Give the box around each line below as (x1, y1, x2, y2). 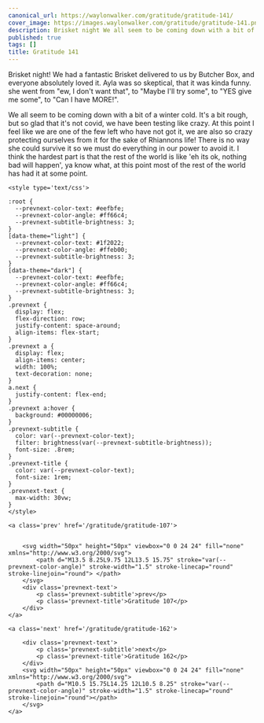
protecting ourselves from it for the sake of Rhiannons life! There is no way (8, 135, 250, 144)
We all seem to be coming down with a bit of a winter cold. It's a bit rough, (8, 110, 248, 119)
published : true (8, 33, 61, 42)
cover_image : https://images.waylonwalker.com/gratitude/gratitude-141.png (8, 19, 262, 27)
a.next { (8, 384, 37, 391)
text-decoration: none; (15, 370, 93, 378)
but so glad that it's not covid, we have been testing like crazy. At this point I (8, 119, 255, 128)
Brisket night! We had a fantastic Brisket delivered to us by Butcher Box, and (8, 70, 255, 79)
